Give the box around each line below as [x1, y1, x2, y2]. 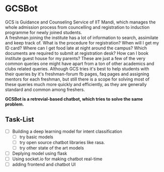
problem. [5, 101, 24, 107]
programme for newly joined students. [5, 29, 82, 35]
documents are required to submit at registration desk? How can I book [5, 50, 149, 56]
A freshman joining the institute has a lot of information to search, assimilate [5, 35, 159, 41]
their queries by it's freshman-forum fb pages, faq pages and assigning [5, 71, 149, 77]
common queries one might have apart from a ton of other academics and [5, 61, 154, 66]
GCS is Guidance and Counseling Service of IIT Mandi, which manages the [5, 19, 156, 25]
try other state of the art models [19, 145, 84, 150]
